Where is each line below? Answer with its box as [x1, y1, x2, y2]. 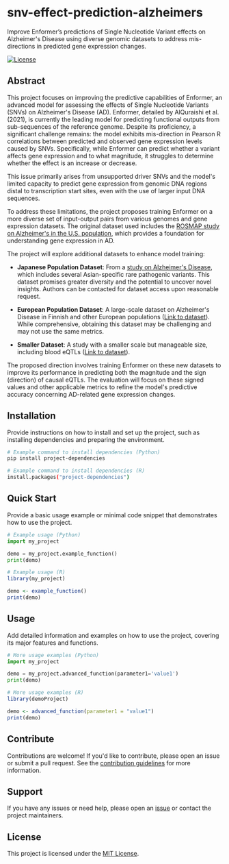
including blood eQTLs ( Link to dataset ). [16, 347, 131, 356]
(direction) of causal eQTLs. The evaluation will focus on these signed [7, 375, 204, 384]
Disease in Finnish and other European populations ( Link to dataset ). [16, 312, 210, 321]
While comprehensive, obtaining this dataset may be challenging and [16, 320, 212, 328]
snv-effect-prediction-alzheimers [7, 5, 203, 21]
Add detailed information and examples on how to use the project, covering [7, 631, 219, 639]
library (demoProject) [7, 695, 69, 703]
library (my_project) [7, 576, 66, 582]
